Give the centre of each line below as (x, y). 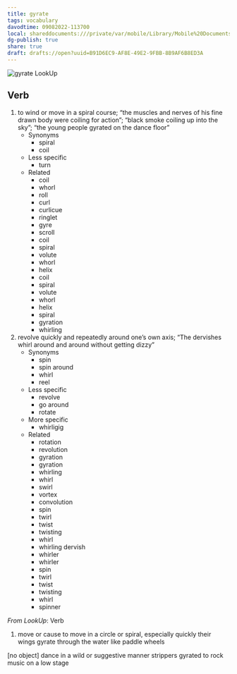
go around (54, 404)
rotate (47, 412)
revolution (53, 449)
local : (17, 33)
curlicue (50, 209)
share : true (25, 47)
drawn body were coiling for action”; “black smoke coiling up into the (118, 120)
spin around (56, 367)
